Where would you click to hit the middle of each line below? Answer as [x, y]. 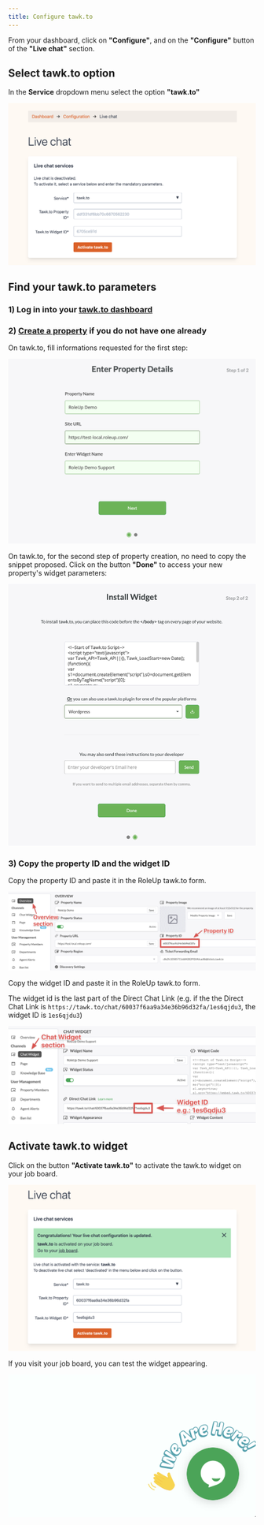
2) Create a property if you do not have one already [107, 330]
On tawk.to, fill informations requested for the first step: [98, 348]
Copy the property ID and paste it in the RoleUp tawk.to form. [107, 881]
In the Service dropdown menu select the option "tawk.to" [104, 92]
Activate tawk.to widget [68, 1146]
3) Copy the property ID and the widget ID [89, 863]
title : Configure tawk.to [50, 17]
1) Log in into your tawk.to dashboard [81, 310]
